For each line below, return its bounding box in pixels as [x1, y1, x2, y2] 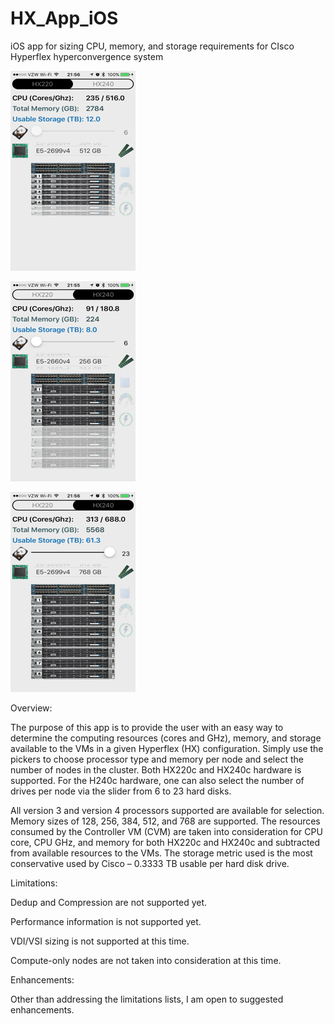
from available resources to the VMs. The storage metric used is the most [10, 847, 313, 859]
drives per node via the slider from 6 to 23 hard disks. [10, 785, 232, 797]
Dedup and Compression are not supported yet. [10, 896, 208, 908]
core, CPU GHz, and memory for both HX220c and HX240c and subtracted [10, 836, 321, 848]
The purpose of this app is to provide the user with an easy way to [10, 721, 284, 733]
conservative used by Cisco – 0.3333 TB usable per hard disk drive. [10, 857, 290, 869]
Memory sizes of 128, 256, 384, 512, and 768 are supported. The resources [10, 815, 321, 827]
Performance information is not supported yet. [10, 915, 202, 927]
